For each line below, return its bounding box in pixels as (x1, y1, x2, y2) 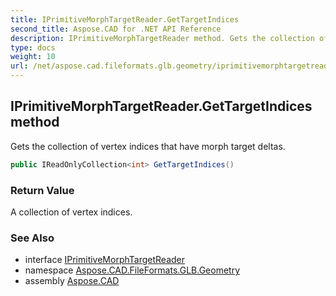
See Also (10, 231, 55, 245)
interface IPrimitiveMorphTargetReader (24, 254, 185, 266)
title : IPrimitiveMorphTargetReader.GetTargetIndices (10, 14, 240, 25)
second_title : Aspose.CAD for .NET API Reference (10, 24, 222, 34)
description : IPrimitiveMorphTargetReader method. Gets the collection (10, 33, 315, 43)
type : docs (10, 42, 56, 53)
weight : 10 (10, 52, 56, 62)
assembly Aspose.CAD (24, 275, 120, 287)
